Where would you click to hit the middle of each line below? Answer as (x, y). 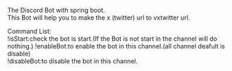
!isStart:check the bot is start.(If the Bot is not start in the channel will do (112, 39)
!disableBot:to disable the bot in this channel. (73, 61)
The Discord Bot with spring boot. (56, 10)
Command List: (29, 31)
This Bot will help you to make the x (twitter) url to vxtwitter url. (99, 18)
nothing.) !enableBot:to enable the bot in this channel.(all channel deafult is (116, 46)
